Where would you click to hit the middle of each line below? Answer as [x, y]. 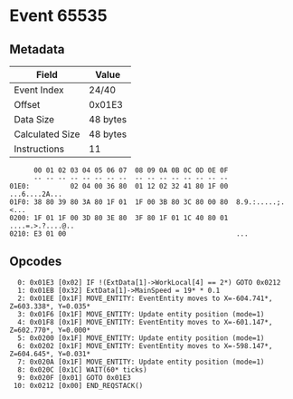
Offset [27, 105]
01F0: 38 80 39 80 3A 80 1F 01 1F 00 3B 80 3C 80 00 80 [119, 202]
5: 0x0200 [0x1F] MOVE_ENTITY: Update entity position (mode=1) [141, 338]
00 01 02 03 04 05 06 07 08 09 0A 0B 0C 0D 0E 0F [131, 170]
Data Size [34, 119]
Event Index [39, 90]
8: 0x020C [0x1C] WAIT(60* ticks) [82, 370]
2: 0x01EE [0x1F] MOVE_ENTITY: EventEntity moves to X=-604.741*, [145, 298]
